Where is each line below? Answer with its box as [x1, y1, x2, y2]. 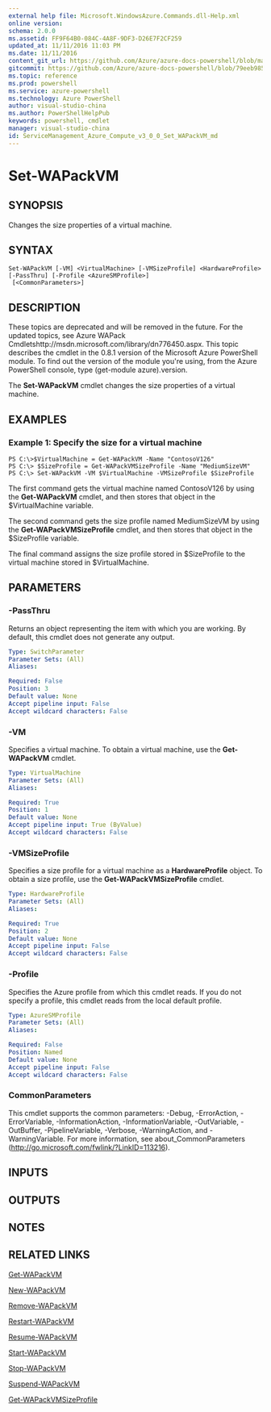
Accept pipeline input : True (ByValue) [8, 821, 143, 829]
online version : [8, 19, 63, 27]
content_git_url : [8, 57, 67, 65]
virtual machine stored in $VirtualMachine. [8, 558, 149, 567]
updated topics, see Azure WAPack [8, 331, 127, 340]
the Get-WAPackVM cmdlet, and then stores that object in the [8, 491, 216, 501]
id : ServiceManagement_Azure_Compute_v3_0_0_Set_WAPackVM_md [8, 132, 219, 140]
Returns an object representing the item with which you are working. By [8, 623, 246, 633]
